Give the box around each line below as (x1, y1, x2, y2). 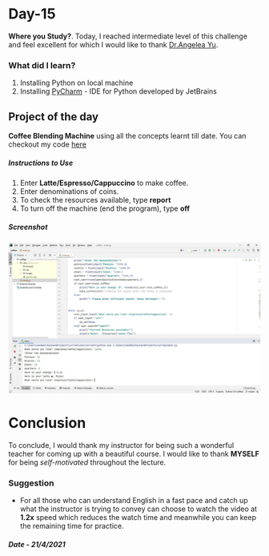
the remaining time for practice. (19, 521, 124, 530)
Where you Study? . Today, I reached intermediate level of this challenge (8, 31, 248, 41)
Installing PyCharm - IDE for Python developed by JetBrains (19, 87, 218, 96)
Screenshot (8, 222, 48, 232)
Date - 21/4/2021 (8, 539, 66, 549)
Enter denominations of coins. (19, 187, 119, 196)
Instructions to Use (8, 158, 74, 167)
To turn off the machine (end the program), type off (19, 203, 191, 213)
